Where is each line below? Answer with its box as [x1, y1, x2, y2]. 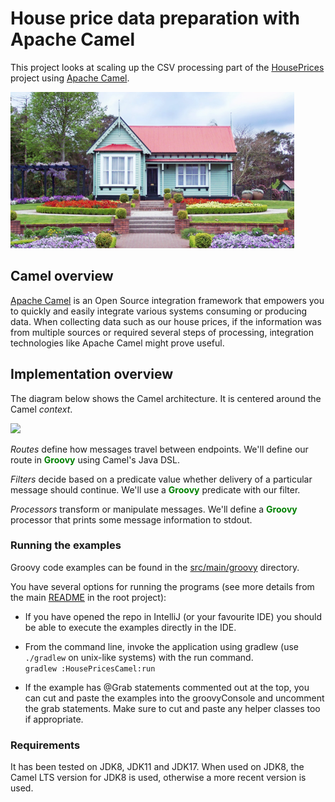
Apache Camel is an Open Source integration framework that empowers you [10, 294, 325, 306]
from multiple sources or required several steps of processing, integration [10, 326, 315, 338]
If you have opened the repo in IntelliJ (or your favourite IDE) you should [24, 610, 323, 622]
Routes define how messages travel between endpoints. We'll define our [10, 443, 309, 455]
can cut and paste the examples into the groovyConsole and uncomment [24, 692, 325, 704]
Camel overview [10, 268, 114, 285]
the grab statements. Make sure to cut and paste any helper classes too [24, 702, 321, 714]
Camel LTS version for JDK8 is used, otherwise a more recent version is [10, 772, 307, 784]
